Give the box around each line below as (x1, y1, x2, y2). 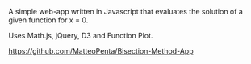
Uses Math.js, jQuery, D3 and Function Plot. (8, 31, 153, 40)
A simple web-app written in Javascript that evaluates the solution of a (8, 7, 244, 16)
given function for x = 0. (8, 15, 89, 25)
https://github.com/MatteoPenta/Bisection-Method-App (8, 46, 194, 55)
